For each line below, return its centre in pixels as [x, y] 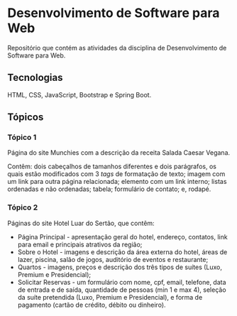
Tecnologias [35, 78]
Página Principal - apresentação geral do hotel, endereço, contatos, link [123, 236]
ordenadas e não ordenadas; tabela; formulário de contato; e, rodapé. [109, 189]
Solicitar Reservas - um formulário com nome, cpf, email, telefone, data [122, 282]
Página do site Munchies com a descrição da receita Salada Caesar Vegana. [119, 153]
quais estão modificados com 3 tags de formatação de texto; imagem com [116, 174]
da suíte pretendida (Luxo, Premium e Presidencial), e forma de [110, 297]
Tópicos [26, 118]
